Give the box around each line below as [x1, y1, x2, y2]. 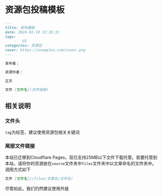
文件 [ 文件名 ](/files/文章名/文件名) [5, 176, 73, 181]
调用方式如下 [5, 166, 31, 172]
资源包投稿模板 [5, 4, 65, 15]
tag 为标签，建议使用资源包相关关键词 [5, 129, 80, 136]
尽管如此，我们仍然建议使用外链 [5, 186, 69, 192]
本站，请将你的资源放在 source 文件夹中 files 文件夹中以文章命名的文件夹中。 [5, 161, 157, 166]
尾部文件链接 [5, 143, 35, 150]
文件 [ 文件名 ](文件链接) [5, 87, 49, 92]
